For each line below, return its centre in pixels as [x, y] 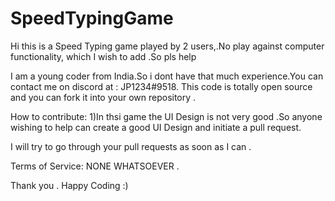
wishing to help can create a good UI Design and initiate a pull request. [156, 127]
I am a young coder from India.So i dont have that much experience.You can [167, 76]
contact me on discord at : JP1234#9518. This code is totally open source [161, 86]
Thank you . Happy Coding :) [69, 185]
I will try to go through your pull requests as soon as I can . [131, 146]
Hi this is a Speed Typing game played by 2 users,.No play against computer [167, 46]
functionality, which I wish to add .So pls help [103, 56]
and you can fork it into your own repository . [103, 97]
